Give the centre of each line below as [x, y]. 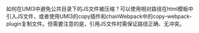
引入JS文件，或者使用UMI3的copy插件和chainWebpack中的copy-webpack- [99, 16]
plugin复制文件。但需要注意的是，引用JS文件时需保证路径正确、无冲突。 [96, 24]
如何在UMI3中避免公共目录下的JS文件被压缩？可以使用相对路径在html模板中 [100, 9]
